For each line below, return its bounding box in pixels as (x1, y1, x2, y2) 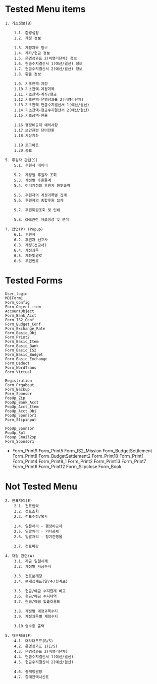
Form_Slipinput (5, 417, 37, 422)
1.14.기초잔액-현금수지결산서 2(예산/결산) (14, 108, 90, 113)
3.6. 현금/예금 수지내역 (14, 594, 57, 599)
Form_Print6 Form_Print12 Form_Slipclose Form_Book (12, 463, 122, 470)
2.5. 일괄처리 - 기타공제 (14, 529, 59, 534)
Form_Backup (5, 387, 30, 392)
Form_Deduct (5, 361, 30, 366)
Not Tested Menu (5, 481, 78, 492)
